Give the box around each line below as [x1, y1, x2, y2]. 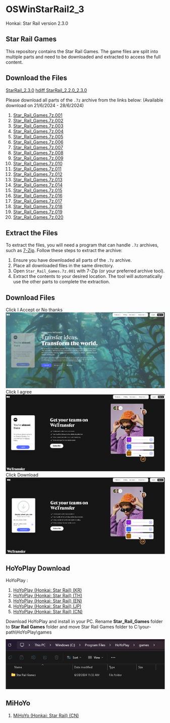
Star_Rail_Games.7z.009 [13, 155, 64, 161]
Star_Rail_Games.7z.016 [13, 192, 63, 199]
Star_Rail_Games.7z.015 [13, 187, 63, 193]
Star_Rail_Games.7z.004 [13, 128, 64, 134]
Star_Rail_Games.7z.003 [13, 123, 64, 129]
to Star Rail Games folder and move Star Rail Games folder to [6, 623, 133, 630]
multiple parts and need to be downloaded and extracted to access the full [6, 54, 161, 60]
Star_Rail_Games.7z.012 [13, 171, 63, 177]
